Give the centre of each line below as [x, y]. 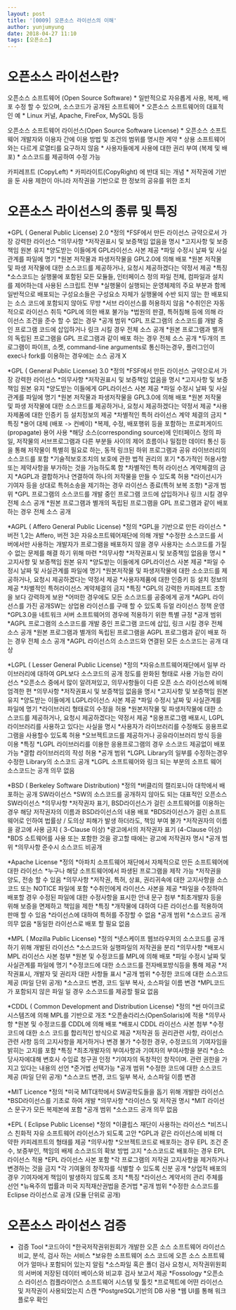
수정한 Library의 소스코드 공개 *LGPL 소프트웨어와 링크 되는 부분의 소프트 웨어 [115, 762]
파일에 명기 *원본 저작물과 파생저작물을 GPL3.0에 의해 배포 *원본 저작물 [124, 397]
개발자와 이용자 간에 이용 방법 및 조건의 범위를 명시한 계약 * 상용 [107, 139]
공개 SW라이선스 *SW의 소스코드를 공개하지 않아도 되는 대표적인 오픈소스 [126, 794]
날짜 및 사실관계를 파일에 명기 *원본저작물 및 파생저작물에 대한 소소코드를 [120, 570]
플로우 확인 [33, 1299]
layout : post [26, 14]
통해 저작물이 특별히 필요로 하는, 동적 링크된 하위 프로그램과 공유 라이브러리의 [120, 450]
